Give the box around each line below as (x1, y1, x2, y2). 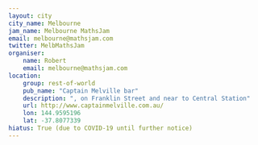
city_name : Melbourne (8, 19, 81, 27)
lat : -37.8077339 (23, 117, 81, 125)
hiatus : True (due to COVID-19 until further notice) (8, 124, 193, 132)
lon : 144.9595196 (23, 110, 81, 118)
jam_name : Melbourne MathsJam (8, 27, 110, 35)
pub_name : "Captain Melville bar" (23, 86, 139, 95)
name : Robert (23, 57, 67, 65)
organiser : (8, 49, 45, 57)
